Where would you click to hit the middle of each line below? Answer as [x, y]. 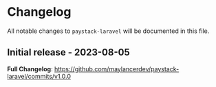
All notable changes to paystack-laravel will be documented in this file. [108, 31]
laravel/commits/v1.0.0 [39, 76]
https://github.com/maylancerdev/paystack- [117, 69]
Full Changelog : [30, 69]
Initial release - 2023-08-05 [68, 52]
